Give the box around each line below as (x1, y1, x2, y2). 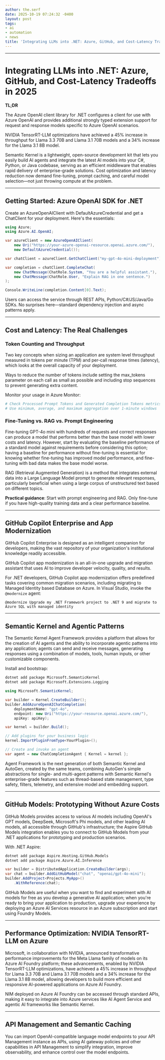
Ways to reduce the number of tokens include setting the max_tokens (5, 372, 146, 378)
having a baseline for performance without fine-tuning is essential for (5, 450, 146, 455)
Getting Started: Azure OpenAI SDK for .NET (5, 197, 143, 205)
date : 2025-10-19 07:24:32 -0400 (5, 12, 74, 17)
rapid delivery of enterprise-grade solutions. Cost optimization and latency (5, 167, 156, 173)
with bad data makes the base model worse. (19, 460, 109, 466)
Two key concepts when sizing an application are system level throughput (5, 352, 155, 357)
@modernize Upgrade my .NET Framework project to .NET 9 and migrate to (5, 600, 157, 605)
